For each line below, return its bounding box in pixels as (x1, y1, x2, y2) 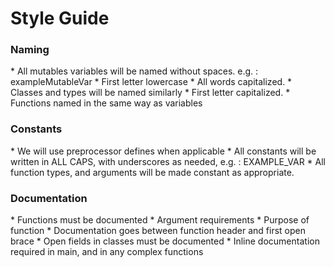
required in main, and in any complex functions (10, 246, 204, 258)
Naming (10, 43, 50, 57)
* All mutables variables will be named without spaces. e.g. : (10, 65, 259, 77)
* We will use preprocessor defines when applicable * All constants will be (10, 145, 317, 157)
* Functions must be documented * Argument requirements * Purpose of (10, 214, 310, 226)
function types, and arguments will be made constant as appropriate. (10, 166, 295, 178)
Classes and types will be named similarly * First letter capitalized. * (10, 87, 291, 99)
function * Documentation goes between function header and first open (10, 225, 307, 237)
